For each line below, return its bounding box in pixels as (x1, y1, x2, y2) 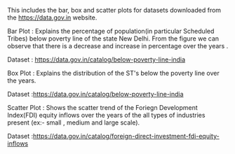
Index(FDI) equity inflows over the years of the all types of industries (7, 111, 206, 119)
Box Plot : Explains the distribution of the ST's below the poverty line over (7, 69, 220, 77)
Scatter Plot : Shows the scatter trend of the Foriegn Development (7, 104, 198, 111)
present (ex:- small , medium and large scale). (7, 118, 140, 127)
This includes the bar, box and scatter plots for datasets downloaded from (7, 6, 222, 14)
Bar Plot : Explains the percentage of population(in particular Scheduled (7, 27, 215, 35)
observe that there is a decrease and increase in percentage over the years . (7, 42, 229, 50)
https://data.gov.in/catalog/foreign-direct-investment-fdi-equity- (32, 132, 220, 140)
